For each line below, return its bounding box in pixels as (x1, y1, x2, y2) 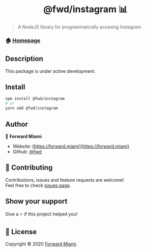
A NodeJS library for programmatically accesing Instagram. (17, 23, 142, 30)
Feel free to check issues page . (5, 182, 71, 188)
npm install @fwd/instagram (5, 96, 65, 101)
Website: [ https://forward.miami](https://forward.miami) (12, 143, 130, 149)
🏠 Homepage (5, 37, 41, 44)
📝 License (5, 227, 37, 236)
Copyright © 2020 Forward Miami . (5, 241, 78, 247)
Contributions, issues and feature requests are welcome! (5, 177, 124, 183)
